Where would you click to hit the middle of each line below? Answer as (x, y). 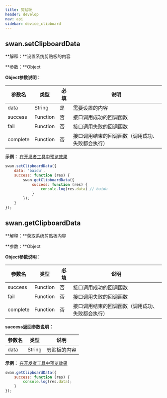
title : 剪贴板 (19, 10)
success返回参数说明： (29, 326)
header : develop (22, 14)
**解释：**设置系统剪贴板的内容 (38, 56)
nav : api (14, 19)
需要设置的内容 (90, 108)
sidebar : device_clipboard (33, 24)
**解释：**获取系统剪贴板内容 (36, 236)
